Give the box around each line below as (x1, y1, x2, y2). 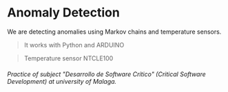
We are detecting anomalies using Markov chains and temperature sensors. (7, 27, 222, 36)
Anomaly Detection (7, 5, 121, 21)
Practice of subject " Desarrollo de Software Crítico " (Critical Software (7, 70, 206, 78)
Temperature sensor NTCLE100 (23, 54, 114, 62)
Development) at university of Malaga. (7, 77, 117, 85)
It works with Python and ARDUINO (23, 41, 125, 49)
